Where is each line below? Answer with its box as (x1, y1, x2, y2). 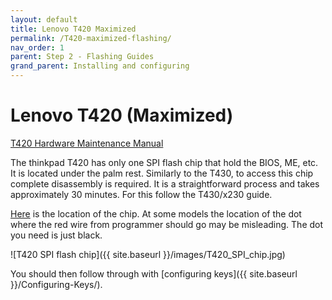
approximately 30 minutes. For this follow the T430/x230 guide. (10, 188, 273, 200)
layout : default (10, 14, 78, 25)
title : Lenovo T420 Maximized (10, 24, 137, 34)
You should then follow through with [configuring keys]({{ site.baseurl (10, 267, 298, 280)
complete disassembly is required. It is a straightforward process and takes (10, 177, 320, 190)
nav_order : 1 (10, 42, 65, 53)
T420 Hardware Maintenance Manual (10, 137, 164, 149)
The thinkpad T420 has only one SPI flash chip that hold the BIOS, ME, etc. (10, 156, 319, 168)
